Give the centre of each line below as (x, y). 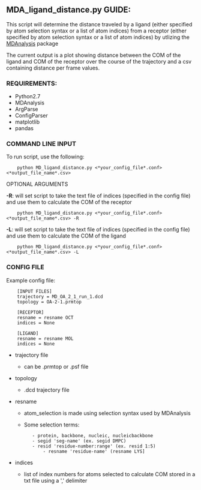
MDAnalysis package (32, 43)
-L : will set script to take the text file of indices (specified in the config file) (98, 230)
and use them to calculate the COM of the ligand (66, 236)
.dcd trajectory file (47, 390)
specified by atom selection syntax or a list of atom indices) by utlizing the (98, 37)
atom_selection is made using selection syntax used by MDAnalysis (107, 413)
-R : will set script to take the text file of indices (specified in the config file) (98, 196)
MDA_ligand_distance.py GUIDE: (68, 10)
